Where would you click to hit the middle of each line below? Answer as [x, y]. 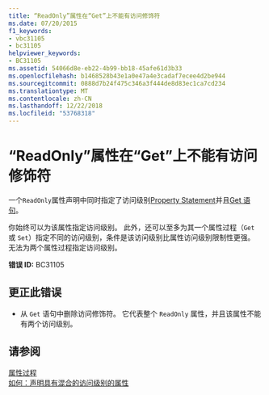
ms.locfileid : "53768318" [52, 114]
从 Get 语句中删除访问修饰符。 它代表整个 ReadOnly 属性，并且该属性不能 [141, 313]
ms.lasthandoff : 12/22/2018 [56, 106]
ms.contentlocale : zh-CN [50, 99]
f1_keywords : [30, 31]
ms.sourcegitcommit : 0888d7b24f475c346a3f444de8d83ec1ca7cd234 [117, 83]
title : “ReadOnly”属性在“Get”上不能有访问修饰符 [84, 16]
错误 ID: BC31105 [36, 264]
